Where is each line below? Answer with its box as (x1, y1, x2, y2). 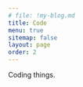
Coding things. (8, 70, 56, 79)
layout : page (8, 41, 51, 49)
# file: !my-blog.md (8, 11, 76, 20)
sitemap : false (8, 33, 58, 42)
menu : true (8, 26, 44, 34)
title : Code (8, 19, 47, 27)
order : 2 (8, 48, 37, 56)
